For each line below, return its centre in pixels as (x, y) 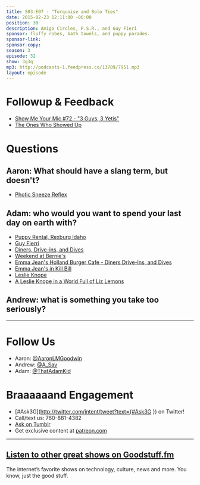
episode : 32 (21, 56)
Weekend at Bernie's (40, 256)
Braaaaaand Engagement (70, 395)
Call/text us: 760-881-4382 (48, 418)
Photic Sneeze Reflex (41, 195)
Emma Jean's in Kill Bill (43, 268)
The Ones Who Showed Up (48, 125)
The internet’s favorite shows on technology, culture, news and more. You (96, 469)
